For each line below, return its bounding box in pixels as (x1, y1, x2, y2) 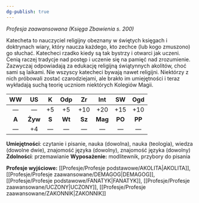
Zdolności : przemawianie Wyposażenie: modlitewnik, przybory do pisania (6, 153, 191, 160)
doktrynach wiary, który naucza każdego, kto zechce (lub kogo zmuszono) (6, 43, 191, 50)
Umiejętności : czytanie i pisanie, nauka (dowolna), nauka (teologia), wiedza (6, 140, 193, 147)
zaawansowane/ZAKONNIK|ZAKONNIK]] (6, 189, 106, 197)
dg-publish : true (6, 8, 50, 15)
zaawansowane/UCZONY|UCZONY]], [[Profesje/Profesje (6, 183, 146, 190)
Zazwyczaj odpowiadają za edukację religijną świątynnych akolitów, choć (6, 62, 187, 69)
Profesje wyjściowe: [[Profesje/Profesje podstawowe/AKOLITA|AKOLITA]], (6, 164, 191, 171)
